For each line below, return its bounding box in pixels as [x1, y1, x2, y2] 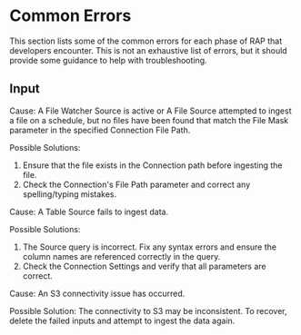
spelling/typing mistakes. [22, 188, 116, 200]
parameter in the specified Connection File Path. [9, 124, 191, 135]
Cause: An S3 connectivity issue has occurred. [9, 288, 186, 299]
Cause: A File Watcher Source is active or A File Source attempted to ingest [9, 105, 292, 116]
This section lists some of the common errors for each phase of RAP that [9, 35, 283, 46]
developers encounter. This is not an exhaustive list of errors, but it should [9, 44, 288, 55]
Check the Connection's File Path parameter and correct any [22, 179, 251, 190]
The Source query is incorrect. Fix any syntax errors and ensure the [22, 241, 277, 252]
